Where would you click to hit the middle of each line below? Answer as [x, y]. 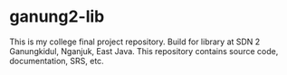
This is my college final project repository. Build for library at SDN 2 [135, 42]
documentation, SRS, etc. [57, 61]
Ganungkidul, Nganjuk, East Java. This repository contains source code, [144, 51]
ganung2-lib [57, 17]
